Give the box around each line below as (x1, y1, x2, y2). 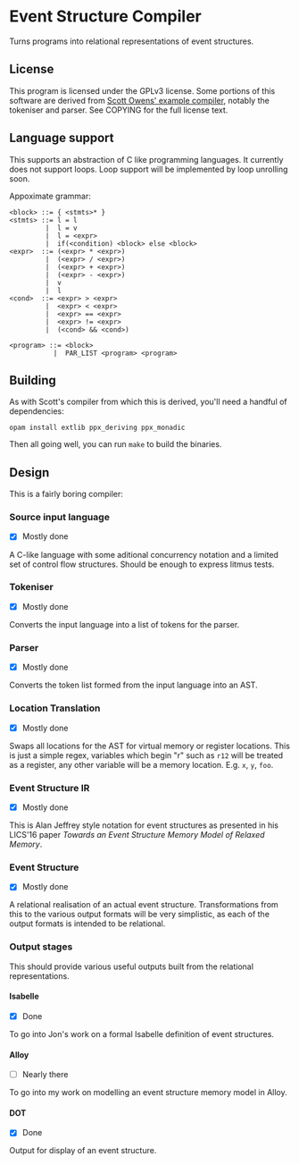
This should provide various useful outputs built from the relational (9, 961, 254, 972)
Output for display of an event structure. (9, 1145, 157, 1156)
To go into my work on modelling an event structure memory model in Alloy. (9, 1087, 287, 1098)
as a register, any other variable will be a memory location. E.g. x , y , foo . (9, 759, 274, 770)
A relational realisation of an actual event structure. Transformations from (9, 899, 278, 910)
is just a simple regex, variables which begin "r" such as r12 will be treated (9, 749, 284, 761)
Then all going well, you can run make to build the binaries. (9, 439, 222, 450)
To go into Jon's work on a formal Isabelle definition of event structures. (9, 1028, 275, 1039)
